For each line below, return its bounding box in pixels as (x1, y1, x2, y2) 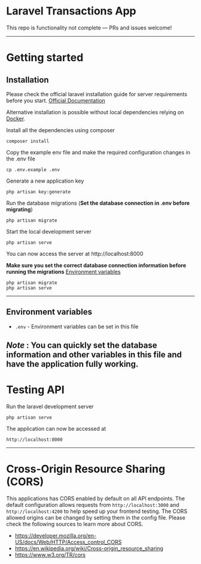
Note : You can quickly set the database (6, 341, 157, 351)
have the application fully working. (6, 359, 139, 369)
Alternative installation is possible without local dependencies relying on (6, 108, 184, 115)
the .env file (6, 155, 36, 162)
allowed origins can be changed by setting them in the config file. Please (6, 514, 185, 521)
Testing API (6, 383, 65, 397)
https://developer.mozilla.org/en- (14, 532, 97, 539)
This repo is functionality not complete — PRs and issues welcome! (6, 24, 172, 31)
